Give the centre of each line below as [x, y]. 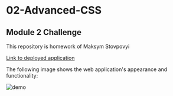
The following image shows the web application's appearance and [87, 69]
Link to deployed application [40, 58]
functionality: [22, 76]
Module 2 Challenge [44, 32]
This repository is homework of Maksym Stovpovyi [68, 46]
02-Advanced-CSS [54, 10]
